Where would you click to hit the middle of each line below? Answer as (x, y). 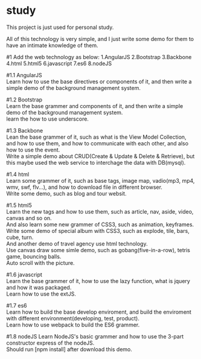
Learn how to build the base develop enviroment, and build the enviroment (99, 312)
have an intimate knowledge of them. (52, 45)
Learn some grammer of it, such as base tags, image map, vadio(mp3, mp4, (101, 180)
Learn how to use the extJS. (41, 294)
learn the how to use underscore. (48, 119)
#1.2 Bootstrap (24, 100)
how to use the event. (33, 150)
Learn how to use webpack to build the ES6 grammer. (73, 325)
